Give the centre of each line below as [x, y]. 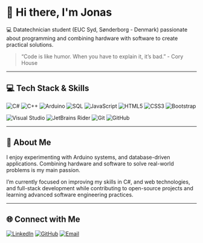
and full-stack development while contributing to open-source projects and [100, 188]
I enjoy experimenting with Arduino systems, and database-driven [88, 157]
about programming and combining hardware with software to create [92, 38]
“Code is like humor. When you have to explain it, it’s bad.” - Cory [102, 56]
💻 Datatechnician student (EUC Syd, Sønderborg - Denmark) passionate [97, 29]
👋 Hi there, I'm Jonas [59, 12]
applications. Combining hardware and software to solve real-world [90, 164]
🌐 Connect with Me [43, 219]
